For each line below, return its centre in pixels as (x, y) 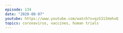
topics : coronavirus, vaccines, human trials (52, 23)
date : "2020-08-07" (25, 14)
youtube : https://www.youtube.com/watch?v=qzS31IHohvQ (62, 18)
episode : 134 (18, 9)
